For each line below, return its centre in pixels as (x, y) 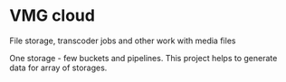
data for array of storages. (58, 68)
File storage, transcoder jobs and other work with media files (123, 41)
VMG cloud (52, 16)
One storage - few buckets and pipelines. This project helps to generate (143, 58)
